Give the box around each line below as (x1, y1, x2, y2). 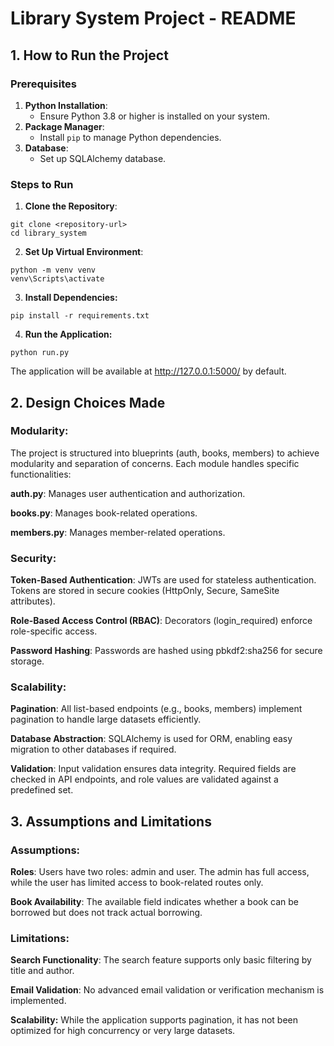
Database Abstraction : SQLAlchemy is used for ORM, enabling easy (10, 733, 293, 745)
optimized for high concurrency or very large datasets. (10, 1025, 236, 1037)
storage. (10, 655, 45, 667)
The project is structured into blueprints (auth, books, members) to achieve (10, 447, 320, 459)
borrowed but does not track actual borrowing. (10, 907, 203, 919)
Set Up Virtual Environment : (24, 246, 144, 258)
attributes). (10, 595, 56, 607)
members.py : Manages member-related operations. (10, 526, 226, 538)
